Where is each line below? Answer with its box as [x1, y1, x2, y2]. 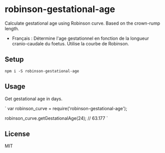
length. [5, 25, 20, 31]
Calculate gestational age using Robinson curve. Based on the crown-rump [5, 20, 160, 26]
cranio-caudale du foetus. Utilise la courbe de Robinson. [12, 40, 129, 46]
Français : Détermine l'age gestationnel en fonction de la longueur [12, 35, 149, 41]
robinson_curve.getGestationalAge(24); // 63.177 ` [5, 115, 108, 121]
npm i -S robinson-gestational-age [5, 68, 79, 73]
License [5, 129, 30, 138]
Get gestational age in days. [5, 96, 63, 102]
